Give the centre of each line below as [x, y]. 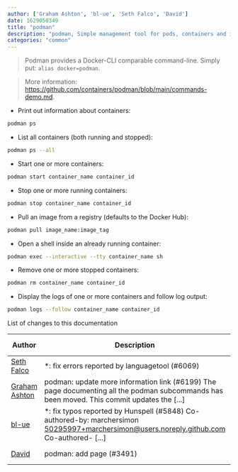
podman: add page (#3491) [91, 454]
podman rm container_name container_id [66, 283]
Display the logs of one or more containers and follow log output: [112, 297]
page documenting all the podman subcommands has [134, 391]
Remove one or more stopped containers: [78, 270]
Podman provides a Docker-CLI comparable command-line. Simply [123, 60]
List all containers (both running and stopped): [85, 137]
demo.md [39, 97]
